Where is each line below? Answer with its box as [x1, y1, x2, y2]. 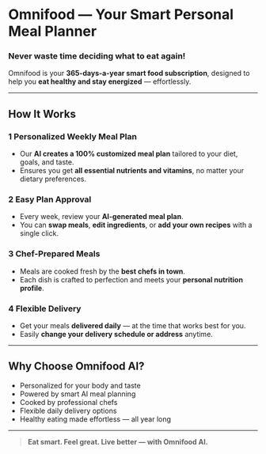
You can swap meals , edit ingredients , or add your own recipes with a [19, 220, 253, 230]
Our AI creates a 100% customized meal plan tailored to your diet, [19, 149, 238, 159]
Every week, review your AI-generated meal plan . [19, 212, 184, 221]
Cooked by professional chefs [19, 397, 118, 407]
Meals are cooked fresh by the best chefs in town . [19, 267, 186, 276]
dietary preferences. [19, 174, 87, 183]
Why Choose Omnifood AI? [8, 360, 145, 373]
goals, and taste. [19, 157, 74, 167]
